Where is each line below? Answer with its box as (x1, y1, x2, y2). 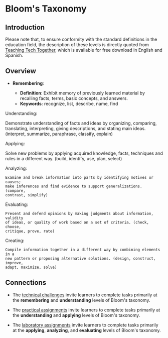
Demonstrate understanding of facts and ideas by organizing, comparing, (5, 120, 157, 126)
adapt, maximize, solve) (5, 265, 57, 270)
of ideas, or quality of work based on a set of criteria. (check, (5, 219, 149, 225)
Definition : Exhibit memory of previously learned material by (20, 90, 145, 96)
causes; (5, 179, 22, 184)
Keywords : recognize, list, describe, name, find (20, 100, 118, 106)
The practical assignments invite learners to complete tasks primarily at (12, 307, 160, 313)
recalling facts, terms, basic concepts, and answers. (20, 95, 128, 101)
